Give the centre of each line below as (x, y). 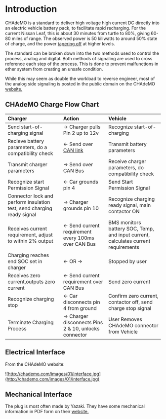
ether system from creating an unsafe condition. (54, 69)
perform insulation (29, 202)
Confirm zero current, (133, 296)
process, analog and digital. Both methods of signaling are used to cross (79, 58)
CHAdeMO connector (133, 325)
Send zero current (129, 281)
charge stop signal (130, 308)
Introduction (31, 9)
